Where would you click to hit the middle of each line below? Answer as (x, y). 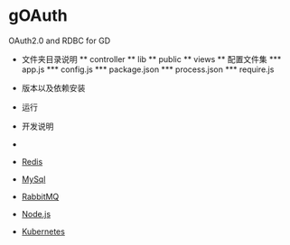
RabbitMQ (40, 196)
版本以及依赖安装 (53, 87)
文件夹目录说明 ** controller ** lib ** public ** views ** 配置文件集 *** (151, 59)
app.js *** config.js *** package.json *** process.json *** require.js (148, 69)
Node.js (36, 213)
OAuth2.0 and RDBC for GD (60, 41)
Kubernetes (43, 231)
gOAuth (38, 16)
